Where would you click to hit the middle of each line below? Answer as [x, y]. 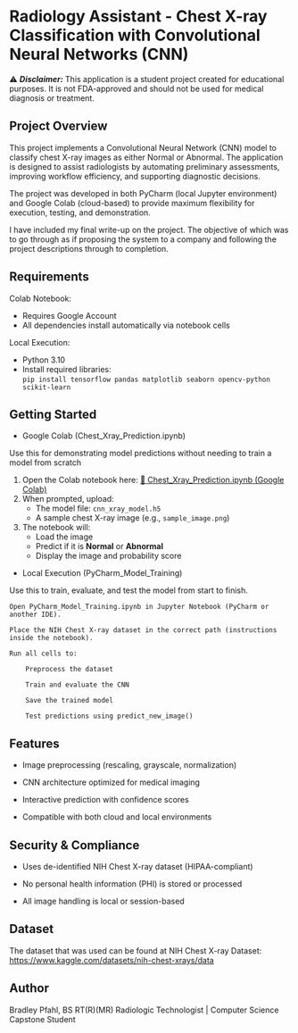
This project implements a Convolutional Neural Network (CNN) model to [143, 147]
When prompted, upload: [68, 499]
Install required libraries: [66, 369]
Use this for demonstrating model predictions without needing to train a [141, 454]
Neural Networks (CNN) [99, 54]
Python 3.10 [43, 360]
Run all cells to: [43, 654]
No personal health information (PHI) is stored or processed [132, 884]
